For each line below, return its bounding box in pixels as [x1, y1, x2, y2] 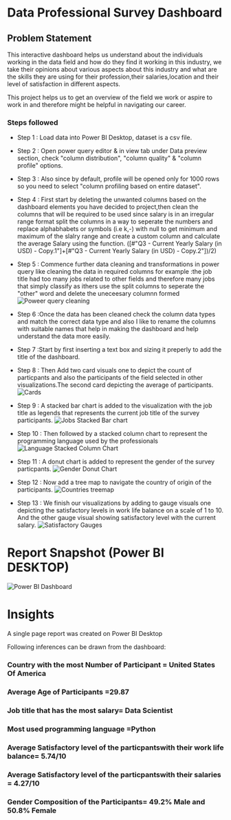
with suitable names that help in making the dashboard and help [16, 325, 199, 333]
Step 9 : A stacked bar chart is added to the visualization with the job [16, 401, 212, 410]
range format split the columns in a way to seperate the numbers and [16, 217, 213, 226]
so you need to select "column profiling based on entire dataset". [16, 182, 201, 190]
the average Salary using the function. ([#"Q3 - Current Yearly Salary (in [16, 239, 222, 248]
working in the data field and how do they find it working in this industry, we [7, 58, 222, 66]
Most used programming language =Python [7, 724, 156, 734]
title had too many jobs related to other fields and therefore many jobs [16, 274, 215, 283]
